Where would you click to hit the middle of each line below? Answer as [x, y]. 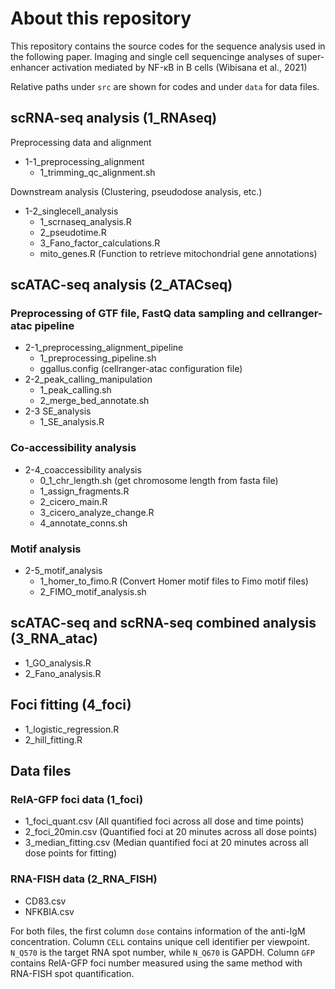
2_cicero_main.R [73, 501]
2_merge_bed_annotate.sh [94, 401]
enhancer [30, 67]
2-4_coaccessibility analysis [83, 469]
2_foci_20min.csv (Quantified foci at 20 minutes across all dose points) [171, 832]
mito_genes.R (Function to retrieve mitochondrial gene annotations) [178, 253]
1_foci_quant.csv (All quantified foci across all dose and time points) [164, 821]
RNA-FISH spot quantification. [72, 973]
